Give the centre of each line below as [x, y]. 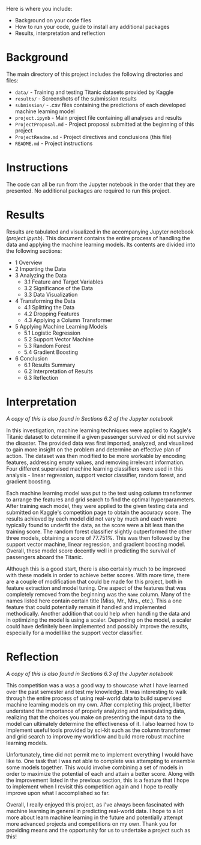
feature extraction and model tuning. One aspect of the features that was [96, 588]
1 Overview [29, 262]
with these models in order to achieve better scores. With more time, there [98, 575]
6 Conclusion [31, 358]
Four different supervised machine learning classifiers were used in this [94, 468]
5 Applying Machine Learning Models [61, 326]
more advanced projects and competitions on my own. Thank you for [91, 823]
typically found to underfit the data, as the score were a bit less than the [95, 525]
